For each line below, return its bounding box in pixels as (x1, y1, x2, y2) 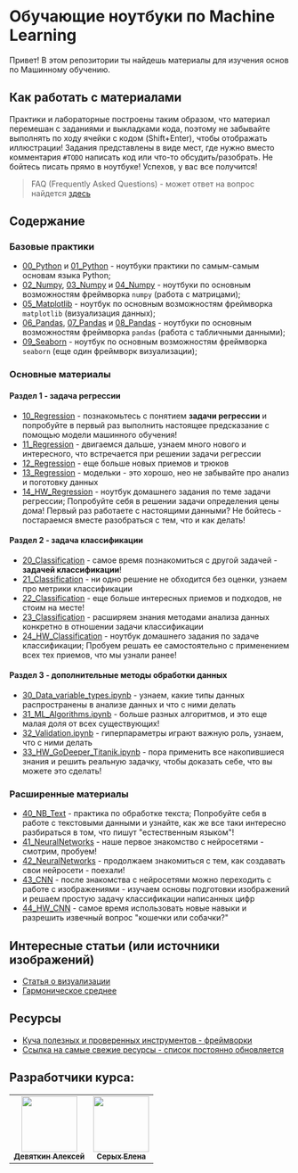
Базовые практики (9, 241, 95, 253)
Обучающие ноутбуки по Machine (9, 6, 276, 27)
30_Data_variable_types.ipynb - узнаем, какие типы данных (21, 690, 245, 700)
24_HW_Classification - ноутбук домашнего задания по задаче (21, 631, 260, 641)
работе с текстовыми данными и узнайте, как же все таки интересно (21, 818, 286, 829)
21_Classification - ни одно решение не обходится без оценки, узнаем (21, 574, 287, 584)
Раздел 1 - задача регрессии (9, 390, 121, 401)
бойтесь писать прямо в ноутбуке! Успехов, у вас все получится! (9, 161, 258, 171)
